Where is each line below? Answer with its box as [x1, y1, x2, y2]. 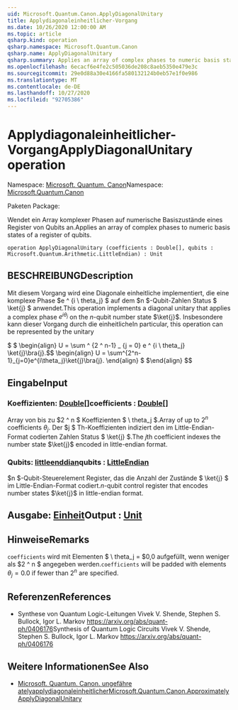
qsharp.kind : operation [7, 37, 78, 44]
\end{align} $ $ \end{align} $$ [106, 356, 193, 365]
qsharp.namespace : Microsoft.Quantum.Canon [7, 43, 138, 50]
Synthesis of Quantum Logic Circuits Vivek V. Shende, [52, 625, 211, 633]
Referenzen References [7, 591, 111, 603]
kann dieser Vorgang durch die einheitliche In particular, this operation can [7, 320, 223, 329]
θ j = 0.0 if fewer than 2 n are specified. [7, 567, 119, 579]
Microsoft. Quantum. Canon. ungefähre [17, 679, 132, 688]
